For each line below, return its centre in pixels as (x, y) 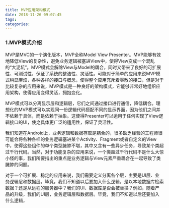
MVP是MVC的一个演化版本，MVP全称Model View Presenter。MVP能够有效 (83, 55)
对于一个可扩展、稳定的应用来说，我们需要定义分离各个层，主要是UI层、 (80, 175)
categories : (18, 24)
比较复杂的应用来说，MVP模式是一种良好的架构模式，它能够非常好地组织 (81, 86)
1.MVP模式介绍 (24, 42)
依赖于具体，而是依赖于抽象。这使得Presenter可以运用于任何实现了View (84, 116)
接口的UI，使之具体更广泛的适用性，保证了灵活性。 (62, 122)
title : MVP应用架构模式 (28, 10)
